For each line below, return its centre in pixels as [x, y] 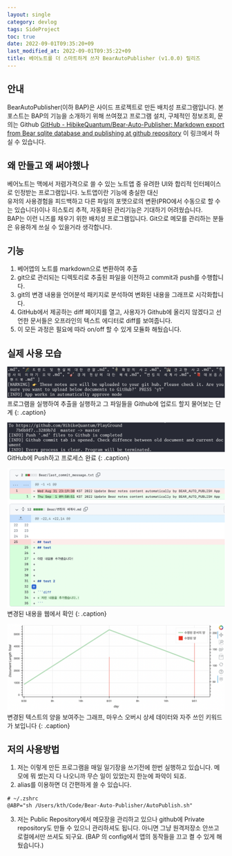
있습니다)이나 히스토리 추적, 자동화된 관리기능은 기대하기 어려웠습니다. [108, 209]
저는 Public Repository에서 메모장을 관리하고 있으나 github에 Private [111, 819]
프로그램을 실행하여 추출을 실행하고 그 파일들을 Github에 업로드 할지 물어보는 [110, 403]
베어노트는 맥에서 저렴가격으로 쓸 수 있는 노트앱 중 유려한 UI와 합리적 [99, 184]
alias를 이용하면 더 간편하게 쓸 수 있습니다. [74, 785]
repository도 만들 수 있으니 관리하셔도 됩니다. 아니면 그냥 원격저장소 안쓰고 [118, 828]
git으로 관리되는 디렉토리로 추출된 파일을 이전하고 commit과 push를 [108, 278]
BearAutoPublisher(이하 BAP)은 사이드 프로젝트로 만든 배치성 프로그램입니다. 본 [116, 107]
